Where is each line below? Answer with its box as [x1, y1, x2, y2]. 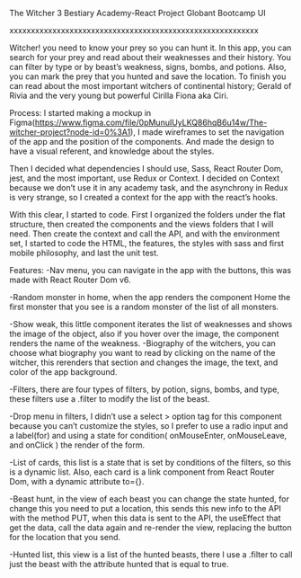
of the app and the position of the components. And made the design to [9, 137, 275, 147]
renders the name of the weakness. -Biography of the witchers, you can [9, 338, 276, 349]
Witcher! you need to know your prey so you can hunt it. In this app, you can [9, 42, 292, 53]
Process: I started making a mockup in [9, 108, 152, 118]
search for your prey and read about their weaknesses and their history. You [9, 52, 292, 62]
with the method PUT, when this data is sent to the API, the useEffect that [9, 512, 281, 523]
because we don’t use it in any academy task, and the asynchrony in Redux [9, 182, 288, 192]
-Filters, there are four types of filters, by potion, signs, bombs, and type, [9, 384, 280, 395]
